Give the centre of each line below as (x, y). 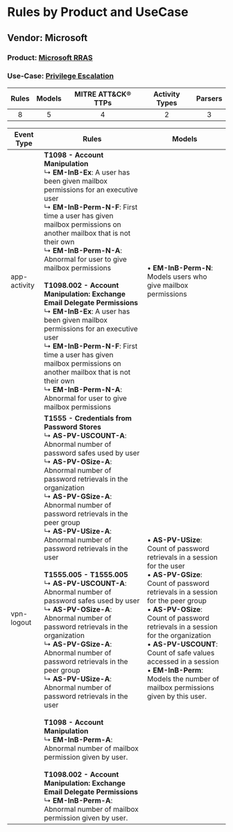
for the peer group (176, 601)
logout (21, 622)
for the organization (179, 635)
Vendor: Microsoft (48, 38)
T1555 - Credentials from (88, 418)
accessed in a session (183, 661)
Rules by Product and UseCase (98, 12)
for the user (166, 566)
